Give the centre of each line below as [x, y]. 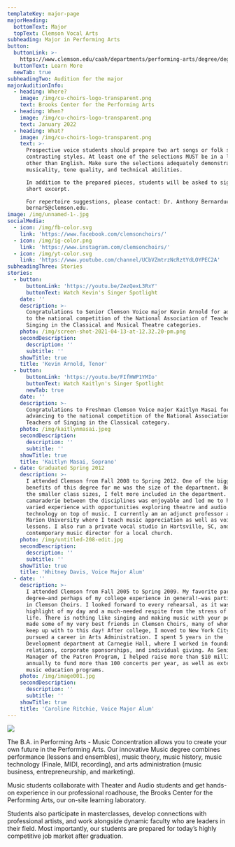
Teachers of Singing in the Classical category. [98, 423]
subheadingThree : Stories [45, 266]
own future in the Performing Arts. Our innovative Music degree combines [114, 749]
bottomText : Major [41, 27]
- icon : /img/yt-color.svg [53, 254]
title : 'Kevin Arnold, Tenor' [64, 364]
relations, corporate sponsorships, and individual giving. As [120, 650]
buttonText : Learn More [48, 66]
